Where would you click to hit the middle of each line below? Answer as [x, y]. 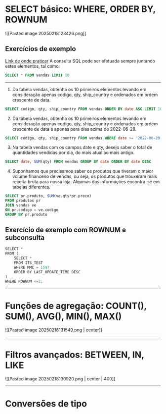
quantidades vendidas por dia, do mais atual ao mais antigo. [73, 153]
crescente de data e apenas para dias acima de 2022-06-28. [74, 129]
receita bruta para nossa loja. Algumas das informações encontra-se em [86, 182]
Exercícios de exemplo [41, 49]
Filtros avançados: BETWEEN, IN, [75, 355]
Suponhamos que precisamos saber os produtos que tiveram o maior [83, 171]
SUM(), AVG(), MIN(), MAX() [63, 316]
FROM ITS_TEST [28, 263]
